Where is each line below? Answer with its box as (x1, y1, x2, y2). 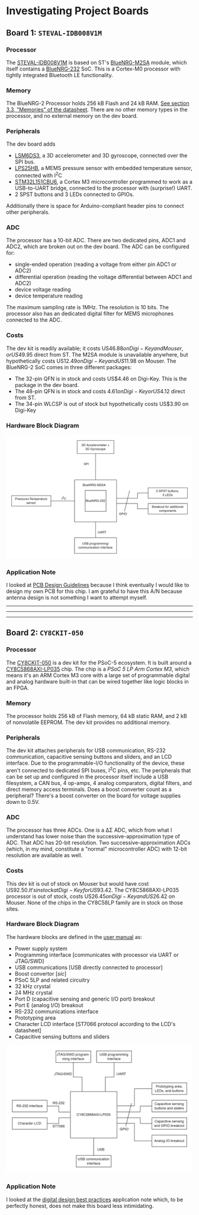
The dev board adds (6, 140, 56, 148)
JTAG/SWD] (14, 957, 44, 964)
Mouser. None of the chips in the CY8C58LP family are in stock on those (6, 899, 184, 906)
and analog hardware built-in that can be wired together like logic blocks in (6, 678, 189, 685)
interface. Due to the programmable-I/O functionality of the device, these (6, 759, 185, 767)
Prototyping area (14, 1014, 56, 1021)
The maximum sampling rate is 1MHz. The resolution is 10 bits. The (6, 304, 169, 311)
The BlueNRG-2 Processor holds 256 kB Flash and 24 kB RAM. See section (6, 100, 190, 107)
